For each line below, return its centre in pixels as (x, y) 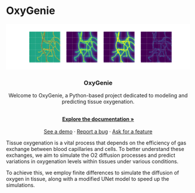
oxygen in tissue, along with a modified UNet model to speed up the (88, 179)
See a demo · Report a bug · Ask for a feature (98, 132)
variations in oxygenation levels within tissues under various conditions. (92, 162)
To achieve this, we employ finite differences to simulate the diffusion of (93, 173)
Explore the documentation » (98, 119)
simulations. (20, 185)
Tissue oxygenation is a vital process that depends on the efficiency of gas (96, 143)
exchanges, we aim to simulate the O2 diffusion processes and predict (91, 155)
